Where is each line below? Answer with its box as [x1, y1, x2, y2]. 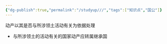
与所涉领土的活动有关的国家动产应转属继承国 [12, 33, 108, 39]
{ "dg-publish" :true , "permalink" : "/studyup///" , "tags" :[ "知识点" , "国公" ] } [5, 7, 162, 13]
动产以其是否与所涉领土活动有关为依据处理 [5, 22, 95, 28]
